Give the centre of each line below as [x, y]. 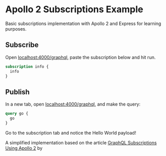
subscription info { [27, 67]
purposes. [16, 29]
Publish [18, 92]
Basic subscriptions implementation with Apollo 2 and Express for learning [83, 23]
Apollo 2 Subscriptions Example [74, 9]
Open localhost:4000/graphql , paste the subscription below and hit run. [80, 57]
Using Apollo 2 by [24, 148]
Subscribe [22, 45]
